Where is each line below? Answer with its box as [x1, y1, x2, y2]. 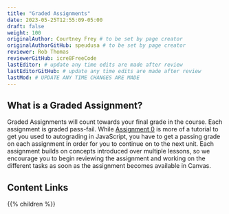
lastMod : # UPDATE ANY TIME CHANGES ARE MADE [7, 74, 140, 81]
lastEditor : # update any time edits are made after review [7, 61, 184, 68]
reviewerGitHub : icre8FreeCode [7, 55, 97, 62]
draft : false [7, 23, 45, 30]
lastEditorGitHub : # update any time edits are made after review [7, 67, 201, 74]
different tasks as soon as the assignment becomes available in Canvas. [7, 162, 211, 170]
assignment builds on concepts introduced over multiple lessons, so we [7, 147, 210, 156]
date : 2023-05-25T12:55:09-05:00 [7, 17, 103, 23]
